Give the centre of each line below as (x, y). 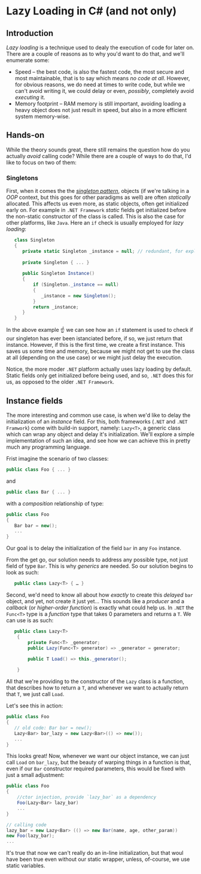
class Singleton (34, 240)
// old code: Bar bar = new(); (53, 728)
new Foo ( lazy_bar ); (31, 836)
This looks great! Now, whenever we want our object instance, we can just (98, 756)
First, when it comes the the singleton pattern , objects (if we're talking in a (98, 191)
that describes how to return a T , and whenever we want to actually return (97, 688)
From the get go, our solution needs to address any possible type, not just (97, 560)
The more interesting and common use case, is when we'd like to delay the (98, 415)
